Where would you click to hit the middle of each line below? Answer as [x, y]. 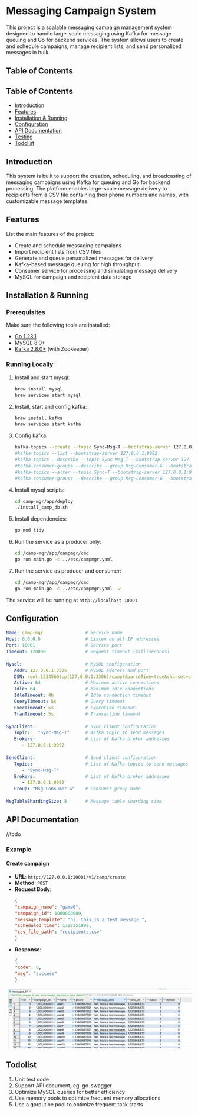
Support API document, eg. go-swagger [63, 1085]
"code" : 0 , [28, 967]
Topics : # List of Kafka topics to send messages [101, 764]
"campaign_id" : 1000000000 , [49, 913]
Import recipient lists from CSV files [58, 251]
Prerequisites [26, 312]
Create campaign [28, 863]
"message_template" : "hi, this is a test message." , [81, 919]
